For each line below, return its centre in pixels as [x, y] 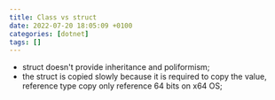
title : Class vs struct [53, 17]
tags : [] [25, 42]
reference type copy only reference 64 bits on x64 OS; [122, 86]
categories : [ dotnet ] [49, 34]
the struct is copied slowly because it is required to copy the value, [145, 77]
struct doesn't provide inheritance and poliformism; [116, 67]
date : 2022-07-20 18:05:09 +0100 [71, 26]
